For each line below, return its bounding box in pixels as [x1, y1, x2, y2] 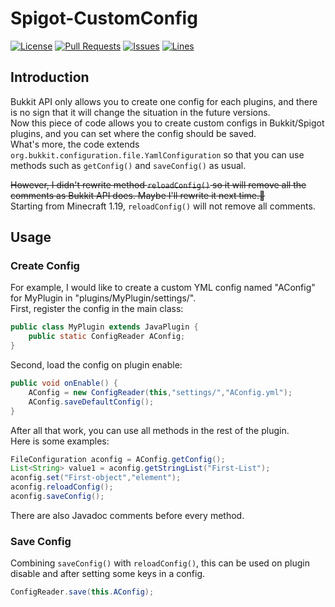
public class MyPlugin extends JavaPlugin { [10, 322, 199, 332]
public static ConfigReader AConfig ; [28, 332, 186, 342]
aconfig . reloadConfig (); [10, 482, 114, 492]
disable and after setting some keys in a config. [10, 568, 206, 580]
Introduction [10, 69, 90, 86]
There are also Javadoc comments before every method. [10, 509, 245, 521]
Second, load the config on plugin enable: [10, 359, 183, 371]
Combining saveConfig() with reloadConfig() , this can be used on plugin [10, 557, 310, 569]
